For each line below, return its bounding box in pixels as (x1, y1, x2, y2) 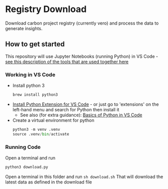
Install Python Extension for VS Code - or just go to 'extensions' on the (12, 101, 159, 107)
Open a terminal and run (5, 154, 56, 161)
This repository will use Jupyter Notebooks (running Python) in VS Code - (5, 53, 158, 59)
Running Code (5, 143, 41, 150)
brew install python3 (12, 92, 58, 97)
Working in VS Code (5, 71, 55, 78)
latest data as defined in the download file (5, 179, 92, 185)
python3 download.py (5, 164, 49, 169)
